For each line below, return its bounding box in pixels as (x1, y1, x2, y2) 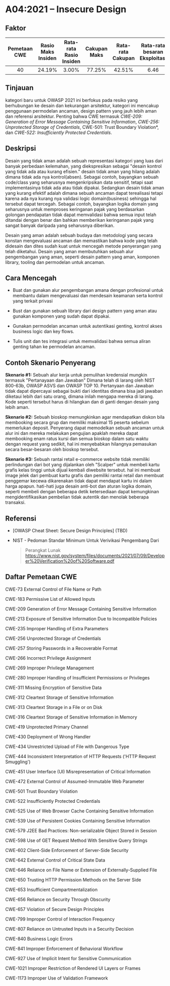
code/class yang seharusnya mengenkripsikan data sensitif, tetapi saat (5, 179, 153, 185)
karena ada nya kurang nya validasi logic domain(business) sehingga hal (5, 195, 157, 201)
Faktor (5, 24, 26, 32)
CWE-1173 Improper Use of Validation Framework (5, 975, 108, 981)
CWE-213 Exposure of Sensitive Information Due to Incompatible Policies (5, 616, 157, 622)
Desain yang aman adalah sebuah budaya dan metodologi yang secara (5, 232, 153, 238)
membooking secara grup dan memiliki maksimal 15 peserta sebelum (5, 420, 149, 426)
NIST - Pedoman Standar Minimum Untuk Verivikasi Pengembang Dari (12, 537, 159, 543)
